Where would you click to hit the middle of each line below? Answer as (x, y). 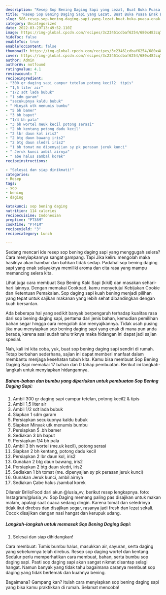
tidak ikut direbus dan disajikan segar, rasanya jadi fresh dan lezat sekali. (80, 508)
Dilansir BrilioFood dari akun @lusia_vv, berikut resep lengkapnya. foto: (78, 492)
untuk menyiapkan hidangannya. (56, 370)
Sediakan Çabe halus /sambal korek (49, 482)
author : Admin (20, 60)
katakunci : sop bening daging (37, 206)
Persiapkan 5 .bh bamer (37, 430)
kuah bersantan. (22, 303)
